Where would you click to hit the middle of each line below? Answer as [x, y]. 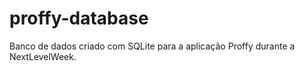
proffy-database [79, 18]
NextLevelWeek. [43, 56]
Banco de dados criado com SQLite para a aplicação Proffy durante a [152, 46]
